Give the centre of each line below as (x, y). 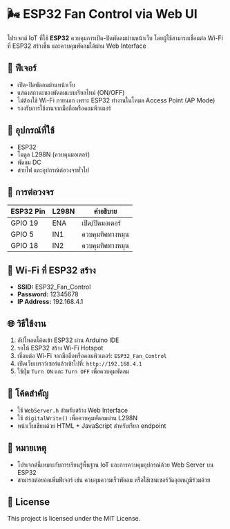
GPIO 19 (25, 223)
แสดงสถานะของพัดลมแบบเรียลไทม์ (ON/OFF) (71, 92)
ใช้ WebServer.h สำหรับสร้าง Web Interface (73, 410)
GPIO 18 (25, 246)
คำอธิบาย (105, 211)
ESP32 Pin (28, 211)
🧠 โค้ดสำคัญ (28, 394)
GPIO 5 (22, 235)
